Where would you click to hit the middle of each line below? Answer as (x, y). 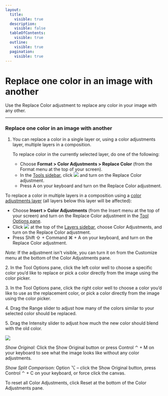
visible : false (30, 28)
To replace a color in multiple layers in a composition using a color (73, 195)
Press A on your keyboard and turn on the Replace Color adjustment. (91, 186)
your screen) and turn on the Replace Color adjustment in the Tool (80, 216)
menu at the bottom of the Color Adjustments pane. (58, 258)
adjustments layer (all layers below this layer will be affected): (68, 201)
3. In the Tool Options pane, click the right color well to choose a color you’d (83, 288)
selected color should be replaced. (41, 313)
